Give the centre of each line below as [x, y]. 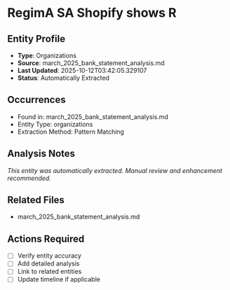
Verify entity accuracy [49, 256]
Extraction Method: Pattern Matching [71, 132]
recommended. [29, 178]
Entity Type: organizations [55, 124]
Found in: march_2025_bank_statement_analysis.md [93, 116]
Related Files [36, 200]
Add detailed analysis [48, 263]
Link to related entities [49, 272]
